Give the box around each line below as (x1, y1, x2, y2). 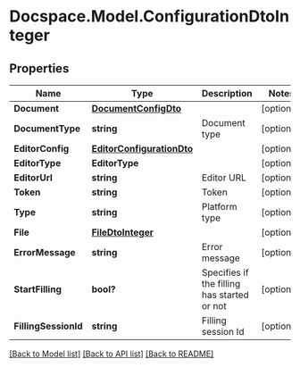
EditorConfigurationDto (91, 143, 194, 154)
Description (201, 88, 253, 99)
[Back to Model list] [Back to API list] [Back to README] (9, 348, 214, 359)
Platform (201, 201, 237, 213)
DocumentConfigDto (91, 103, 181, 114)
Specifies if (201, 266, 249, 279)
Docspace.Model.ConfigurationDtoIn (9, 6, 290, 27)
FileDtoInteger (91, 226, 154, 238)
